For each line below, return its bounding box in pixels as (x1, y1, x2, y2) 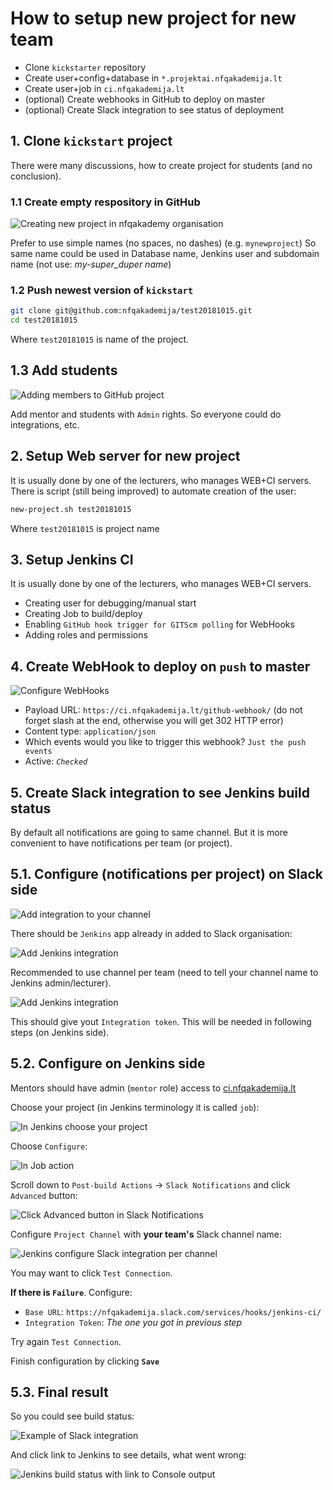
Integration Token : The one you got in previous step (24, 1316, 242, 1328)
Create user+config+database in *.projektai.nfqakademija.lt (24, 72, 283, 84)
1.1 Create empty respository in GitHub (10, 195, 201, 209)
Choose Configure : (10, 1140, 88, 1152)
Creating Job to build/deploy (24, 608, 143, 620)
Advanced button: (10, 1189, 78, 1201)
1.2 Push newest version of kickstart (10, 283, 194, 297)
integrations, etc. (10, 418, 80, 431)
